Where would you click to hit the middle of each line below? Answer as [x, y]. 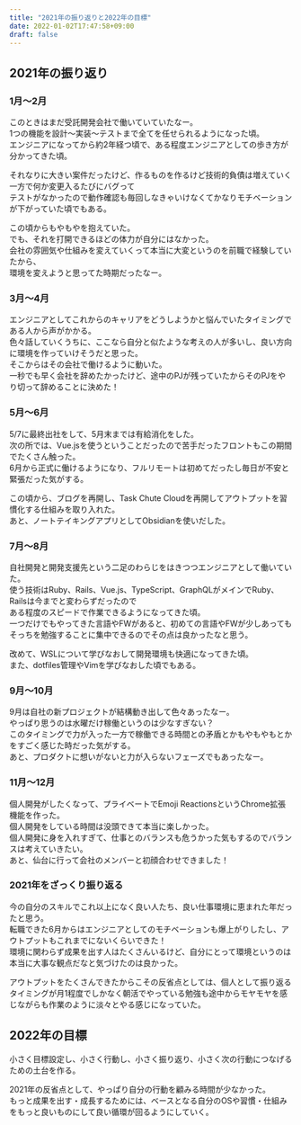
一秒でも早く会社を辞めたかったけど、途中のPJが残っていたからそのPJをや [147, 376]
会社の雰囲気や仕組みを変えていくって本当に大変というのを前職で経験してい [150, 250]
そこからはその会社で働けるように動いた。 [88, 364]
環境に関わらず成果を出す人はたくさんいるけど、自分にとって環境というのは [150, 951]
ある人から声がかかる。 [53, 331]
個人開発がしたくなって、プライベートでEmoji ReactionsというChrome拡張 [147, 804]
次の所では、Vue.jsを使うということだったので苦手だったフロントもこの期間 [150, 445]
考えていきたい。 [56, 848]
